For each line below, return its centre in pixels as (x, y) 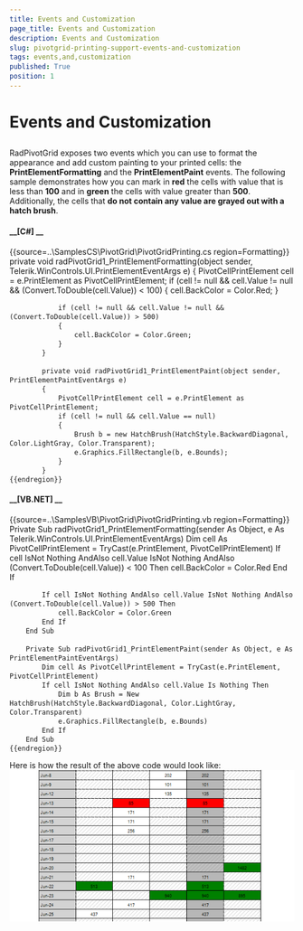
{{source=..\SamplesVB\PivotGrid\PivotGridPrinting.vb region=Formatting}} (150, 519)
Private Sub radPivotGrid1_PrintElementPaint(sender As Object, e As (160, 649)
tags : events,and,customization (70, 57)
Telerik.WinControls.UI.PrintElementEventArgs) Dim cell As (118, 539)
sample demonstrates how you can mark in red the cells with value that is (147, 182)
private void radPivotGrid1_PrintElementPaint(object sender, (161, 371)
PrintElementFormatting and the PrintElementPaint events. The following (147, 173)
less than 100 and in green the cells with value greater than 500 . (130, 192)
